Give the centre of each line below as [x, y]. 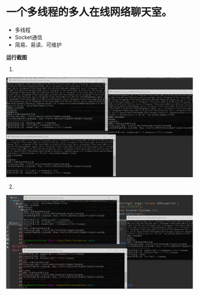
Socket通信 [28, 37]
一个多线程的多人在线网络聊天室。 [89, 12]
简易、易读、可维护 [38, 45]
